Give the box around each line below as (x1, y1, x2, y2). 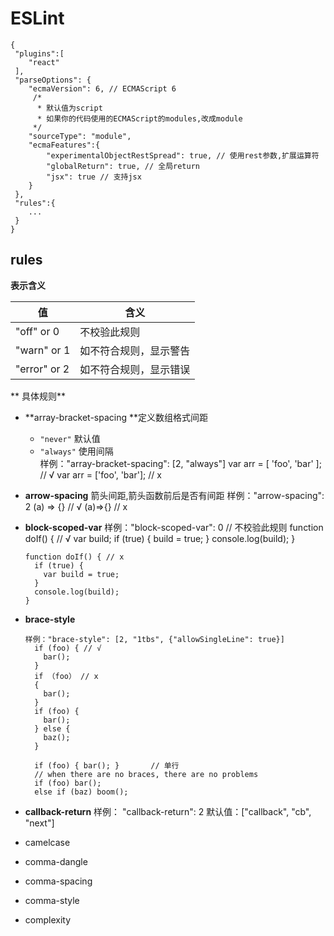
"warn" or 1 (15, 343, 71, 357)
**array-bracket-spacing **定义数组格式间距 (24, 411, 209, 423)
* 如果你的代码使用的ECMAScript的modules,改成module (36, 113, 243, 124)
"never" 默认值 (39, 432, 101, 444)
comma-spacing (24, 875, 93, 887)
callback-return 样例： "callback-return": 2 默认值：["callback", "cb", (24, 805, 312, 817)
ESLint (10, 7, 65, 30)
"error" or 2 (15, 362, 70, 376)
